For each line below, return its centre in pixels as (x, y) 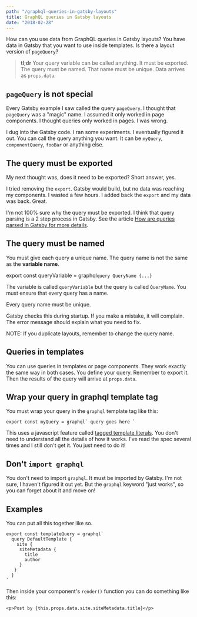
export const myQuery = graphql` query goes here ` (71, 422)
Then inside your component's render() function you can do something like (98, 591)
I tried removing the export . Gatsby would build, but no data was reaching (95, 189)
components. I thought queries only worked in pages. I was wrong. (87, 121)
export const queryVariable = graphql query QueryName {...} (79, 275)
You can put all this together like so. (49, 523)
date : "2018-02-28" (30, 22)
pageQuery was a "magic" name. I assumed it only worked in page (85, 115)
